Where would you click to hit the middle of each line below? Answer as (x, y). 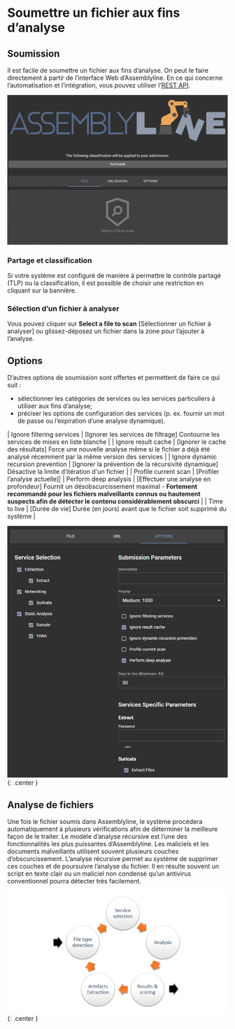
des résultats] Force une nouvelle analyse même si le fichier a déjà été (109, 449)
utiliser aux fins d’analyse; (55, 406)
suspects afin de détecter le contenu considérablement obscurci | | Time (115, 501)
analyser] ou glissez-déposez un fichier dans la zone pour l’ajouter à (106, 331)
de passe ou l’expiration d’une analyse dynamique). (91, 421)
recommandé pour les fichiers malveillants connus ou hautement (104, 493)
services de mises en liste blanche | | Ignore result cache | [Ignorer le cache (117, 442)
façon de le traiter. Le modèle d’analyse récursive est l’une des (97, 836)
